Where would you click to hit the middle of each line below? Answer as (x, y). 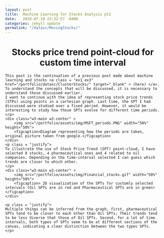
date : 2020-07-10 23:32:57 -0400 (42, 19)
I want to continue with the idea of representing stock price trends (79, 97)
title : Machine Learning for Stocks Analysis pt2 (58, 14)
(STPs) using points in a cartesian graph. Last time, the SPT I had (78, 102)
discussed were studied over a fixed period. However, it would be (76, 106)
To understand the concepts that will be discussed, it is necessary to (81, 89)
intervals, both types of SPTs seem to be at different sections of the (81, 222)
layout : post (18, 10)
